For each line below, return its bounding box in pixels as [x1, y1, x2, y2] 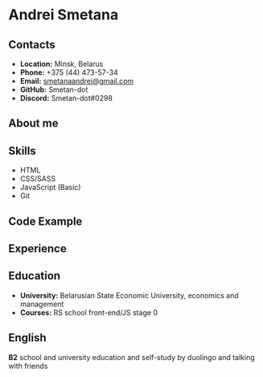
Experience [8, 242, 67, 255]
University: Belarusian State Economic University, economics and [19, 290, 239, 300]
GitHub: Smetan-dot [19, 85, 88, 94]
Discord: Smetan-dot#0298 [19, 93, 113, 102]
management [19, 299, 64, 309]
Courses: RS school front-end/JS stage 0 [19, 308, 158, 317]
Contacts [8, 38, 56, 52]
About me [8, 117, 59, 130]
